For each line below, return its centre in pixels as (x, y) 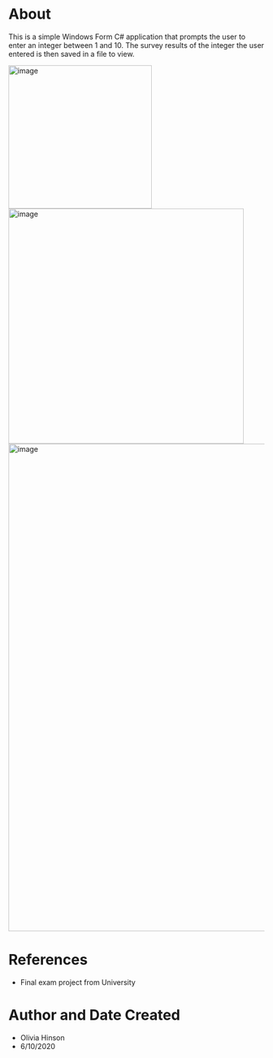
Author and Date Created (94, 1015)
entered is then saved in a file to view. (71, 54)
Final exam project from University (78, 982)
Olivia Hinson (42, 1038)
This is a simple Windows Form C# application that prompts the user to (127, 37)
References (48, 960)
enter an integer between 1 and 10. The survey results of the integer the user (136, 45)
